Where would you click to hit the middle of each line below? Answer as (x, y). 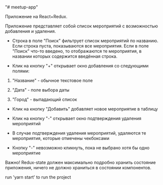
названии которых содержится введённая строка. (65, 56)
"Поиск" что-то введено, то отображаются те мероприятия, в (77, 51)
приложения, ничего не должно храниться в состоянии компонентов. (78, 168)
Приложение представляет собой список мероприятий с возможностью (81, 26)
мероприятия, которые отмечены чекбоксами (61, 138)
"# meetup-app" (22, 7)
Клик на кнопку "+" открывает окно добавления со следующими (80, 66)
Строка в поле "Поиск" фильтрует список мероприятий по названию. (85, 41)
